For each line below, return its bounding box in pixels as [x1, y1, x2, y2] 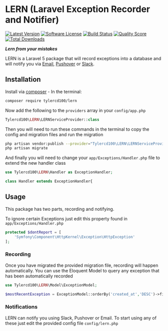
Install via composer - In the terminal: [5, 89, 82, 95]
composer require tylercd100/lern [5, 98, 77, 103]
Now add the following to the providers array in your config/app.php [5, 107, 146, 113]
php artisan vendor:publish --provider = [5, 141, 91, 146]
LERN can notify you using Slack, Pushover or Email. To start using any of [5, 314, 156, 321]
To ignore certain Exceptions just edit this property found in [5, 215, 127, 221]
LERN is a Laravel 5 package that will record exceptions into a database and [5, 55, 161, 61]
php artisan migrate [5, 146, 48, 151]
